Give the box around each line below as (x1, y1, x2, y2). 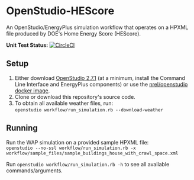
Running (6, 123, 38, 133)
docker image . (14, 87, 50, 94)
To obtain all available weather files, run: (14, 99, 114, 107)
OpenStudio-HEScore (6, 4, 115, 18)
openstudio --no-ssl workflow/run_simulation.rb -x (6, 145, 136, 151)
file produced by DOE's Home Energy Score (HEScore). (6, 30, 141, 37)
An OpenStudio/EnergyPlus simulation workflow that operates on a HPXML (6, 24, 189, 31)
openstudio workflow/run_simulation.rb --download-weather (14, 107, 164, 113)
